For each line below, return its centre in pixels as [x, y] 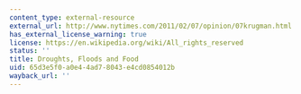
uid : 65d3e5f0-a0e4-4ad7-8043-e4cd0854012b [92, 68]
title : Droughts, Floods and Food [74, 59]
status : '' [30, 51]
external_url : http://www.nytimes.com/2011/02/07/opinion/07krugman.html [151, 26]
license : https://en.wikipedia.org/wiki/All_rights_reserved [127, 43]
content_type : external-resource [72, 17]
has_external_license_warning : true [78, 34]
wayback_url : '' [40, 76]
